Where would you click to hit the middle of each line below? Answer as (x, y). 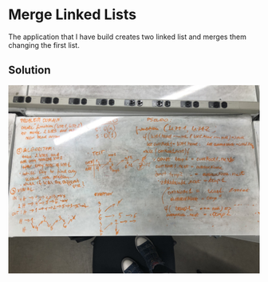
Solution (30, 70)
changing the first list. (44, 45)
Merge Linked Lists (73, 15)
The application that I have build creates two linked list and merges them (128, 37)
